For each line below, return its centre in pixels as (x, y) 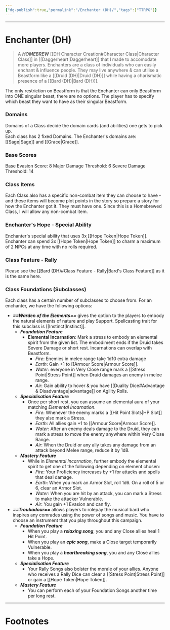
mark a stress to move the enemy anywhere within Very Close (100, 434)
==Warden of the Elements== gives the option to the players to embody (88, 316)
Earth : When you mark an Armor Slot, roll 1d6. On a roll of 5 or (100, 483)
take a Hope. (41, 558)
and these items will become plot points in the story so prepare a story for (82, 201)
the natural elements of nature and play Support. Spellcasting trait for (85, 321)
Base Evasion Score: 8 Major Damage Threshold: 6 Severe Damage (75, 166)
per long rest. (42, 596)
